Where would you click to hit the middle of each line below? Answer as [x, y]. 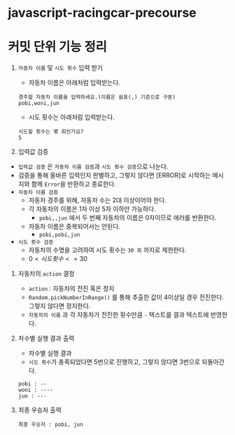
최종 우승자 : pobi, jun [50, 425]
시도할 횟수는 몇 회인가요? [51, 132]
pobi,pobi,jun [59, 235]
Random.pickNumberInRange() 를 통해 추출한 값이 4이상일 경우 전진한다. [126, 297]
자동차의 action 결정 [46, 273]
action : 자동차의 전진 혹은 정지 [71, 289]
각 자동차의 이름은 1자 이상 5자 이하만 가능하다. [92, 209]
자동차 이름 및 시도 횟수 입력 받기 [60, 68]
